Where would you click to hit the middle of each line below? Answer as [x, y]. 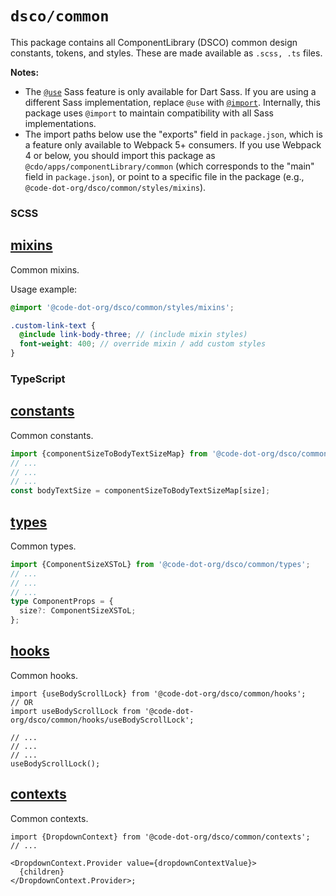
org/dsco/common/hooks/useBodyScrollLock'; [102, 720]
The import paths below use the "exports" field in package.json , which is [173, 134]
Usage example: [44, 289]
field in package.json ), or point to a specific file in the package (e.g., [164, 176]
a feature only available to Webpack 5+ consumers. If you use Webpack [173, 144]
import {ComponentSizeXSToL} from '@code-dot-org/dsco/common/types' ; [160, 564]
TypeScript [38, 379]
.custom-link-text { [53, 325]
